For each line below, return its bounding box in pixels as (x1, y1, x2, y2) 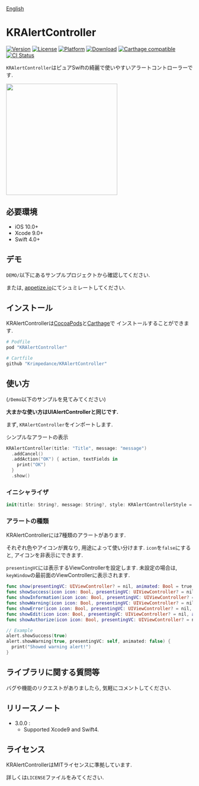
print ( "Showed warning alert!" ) (11, 644, 92, 650)
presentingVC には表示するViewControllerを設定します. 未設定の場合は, (6, 564, 178, 572)
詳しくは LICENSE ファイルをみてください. (6, 774, 104, 781)
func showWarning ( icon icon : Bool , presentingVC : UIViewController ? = (6, 600, 184, 606)
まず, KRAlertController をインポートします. (6, 421, 113, 428)
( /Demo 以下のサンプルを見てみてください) (6, 395, 107, 402)
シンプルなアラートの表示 (6, 433, 69, 440)
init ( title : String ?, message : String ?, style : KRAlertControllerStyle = (6, 502, 192, 508)
